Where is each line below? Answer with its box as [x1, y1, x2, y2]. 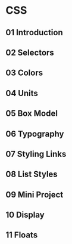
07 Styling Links [5, 149, 67, 159]
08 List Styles [5, 169, 58, 180]
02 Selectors [5, 47, 54, 57]
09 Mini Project [5, 189, 64, 200]
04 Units [5, 88, 38, 98]
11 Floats [5, 230, 38, 240]
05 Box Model [5, 109, 58, 119]
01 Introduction [5, 27, 63, 38]
